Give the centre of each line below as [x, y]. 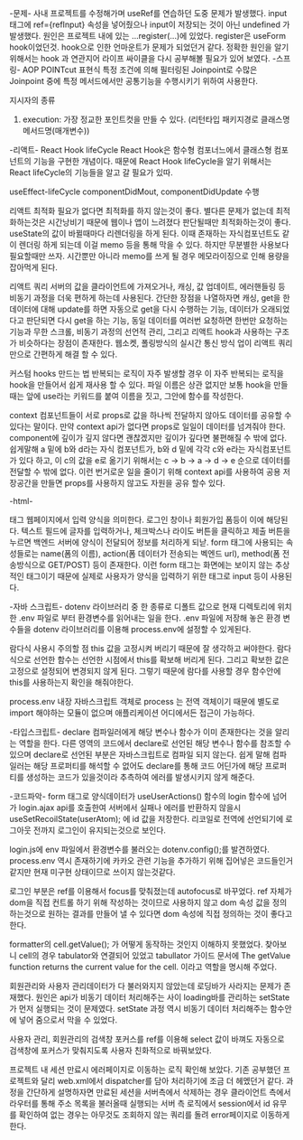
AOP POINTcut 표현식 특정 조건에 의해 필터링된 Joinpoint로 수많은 [140, 70]
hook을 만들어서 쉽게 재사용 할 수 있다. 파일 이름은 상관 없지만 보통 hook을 [141, 385]
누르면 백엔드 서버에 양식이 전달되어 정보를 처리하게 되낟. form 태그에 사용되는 [147, 542]
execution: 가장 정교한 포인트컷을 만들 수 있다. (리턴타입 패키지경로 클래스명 [156, 119]
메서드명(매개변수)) [56, 131]
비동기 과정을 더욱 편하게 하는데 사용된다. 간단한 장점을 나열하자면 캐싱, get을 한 [150, 298]
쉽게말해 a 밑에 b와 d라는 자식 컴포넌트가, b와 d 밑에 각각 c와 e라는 [128, 449]
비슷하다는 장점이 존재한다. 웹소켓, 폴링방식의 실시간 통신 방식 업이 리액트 [147, 343]
